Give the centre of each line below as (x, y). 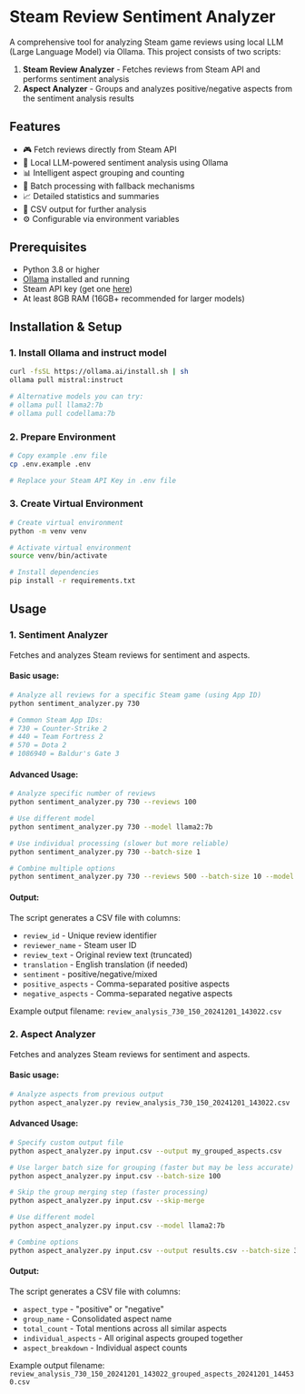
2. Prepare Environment (63, 437)
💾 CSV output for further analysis (84, 209)
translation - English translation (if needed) (105, 964)
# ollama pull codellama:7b (63, 413)
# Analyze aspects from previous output (87, 1095)
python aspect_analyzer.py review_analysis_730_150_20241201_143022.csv (150, 1103)
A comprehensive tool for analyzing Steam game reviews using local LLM (147, 42)
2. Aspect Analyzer (53, 1035)
